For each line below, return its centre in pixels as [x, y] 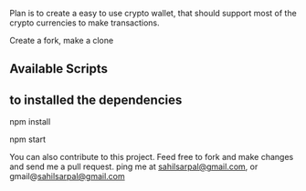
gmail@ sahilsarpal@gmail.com [67, 176]
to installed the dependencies [96, 100]
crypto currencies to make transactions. [84, 23]
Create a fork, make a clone [62, 40]
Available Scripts [58, 69]
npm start [28, 139]
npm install [30, 122]
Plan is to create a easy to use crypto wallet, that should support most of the [153, 13]
